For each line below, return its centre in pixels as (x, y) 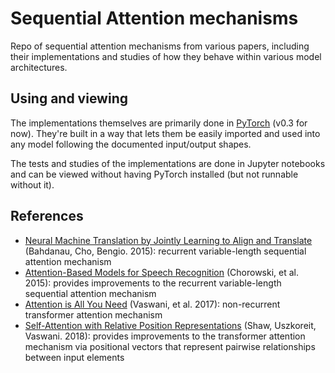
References (47, 216)
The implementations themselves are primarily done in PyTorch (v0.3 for (159, 123)
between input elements (74, 357)
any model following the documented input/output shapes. (131, 144)
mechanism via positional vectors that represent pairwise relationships (170, 346)
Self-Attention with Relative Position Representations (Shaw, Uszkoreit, (170, 325)
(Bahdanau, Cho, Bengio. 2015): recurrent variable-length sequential (165, 251)
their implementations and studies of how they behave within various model (166, 56)
